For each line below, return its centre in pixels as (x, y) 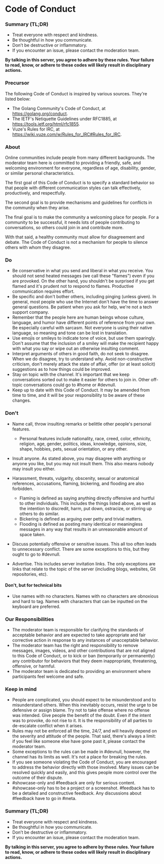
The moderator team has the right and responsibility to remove (75, 646)
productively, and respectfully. (36, 193)
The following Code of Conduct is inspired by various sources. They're (76, 93)
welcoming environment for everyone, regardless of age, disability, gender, (81, 168)
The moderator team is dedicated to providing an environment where (82, 671)
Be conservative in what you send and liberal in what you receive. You (82, 271)
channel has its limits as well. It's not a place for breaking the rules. (80, 757)
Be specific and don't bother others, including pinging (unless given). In (84, 297)
